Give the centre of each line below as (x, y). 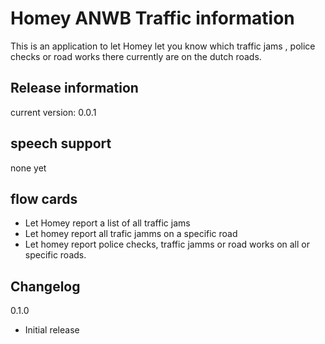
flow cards (44, 198)
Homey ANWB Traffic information (152, 18)
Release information (74, 88)
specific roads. (55, 255)
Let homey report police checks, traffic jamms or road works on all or (167, 244)
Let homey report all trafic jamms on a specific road (131, 234)
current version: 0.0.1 (53, 112)
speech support (61, 143)
